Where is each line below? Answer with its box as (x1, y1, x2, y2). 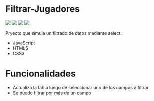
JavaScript (12, 40, 35, 46)
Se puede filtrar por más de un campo (12, 90, 91, 96)
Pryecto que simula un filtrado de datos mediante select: (5, 30, 122, 36)
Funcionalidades (5, 68, 76, 79)
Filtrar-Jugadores (5, 3, 80, 15)
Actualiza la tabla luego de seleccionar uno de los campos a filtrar (12, 84, 149, 90)
